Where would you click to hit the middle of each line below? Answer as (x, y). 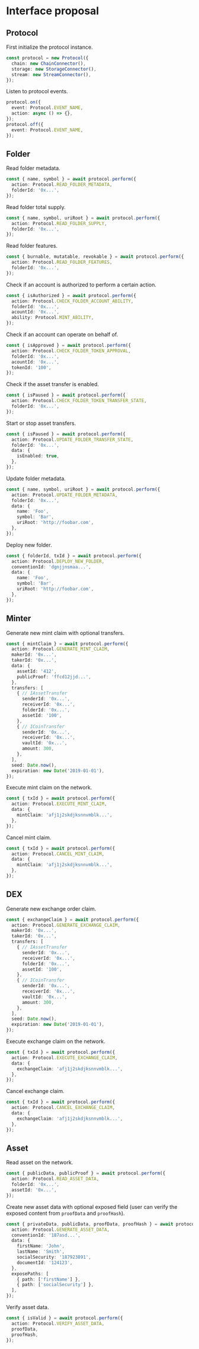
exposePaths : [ (30, 1274)
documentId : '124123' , (45, 1263)
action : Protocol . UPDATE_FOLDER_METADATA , (65, 495)
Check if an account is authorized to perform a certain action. (81, 285)
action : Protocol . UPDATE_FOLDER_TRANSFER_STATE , (73, 440)
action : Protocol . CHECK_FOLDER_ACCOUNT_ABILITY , (73, 301)
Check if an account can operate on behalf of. (62, 334)
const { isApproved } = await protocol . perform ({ (69, 346)
